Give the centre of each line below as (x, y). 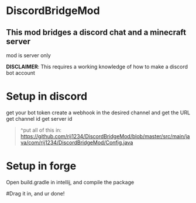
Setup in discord (47, 97)
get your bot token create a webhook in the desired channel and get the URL (98, 113)
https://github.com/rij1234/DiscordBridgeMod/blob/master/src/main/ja (105, 136)
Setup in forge (41, 166)
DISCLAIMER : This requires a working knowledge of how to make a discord (97, 66)
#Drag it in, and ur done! (35, 193)
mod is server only (28, 55)
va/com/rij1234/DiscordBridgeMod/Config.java (77, 142)
